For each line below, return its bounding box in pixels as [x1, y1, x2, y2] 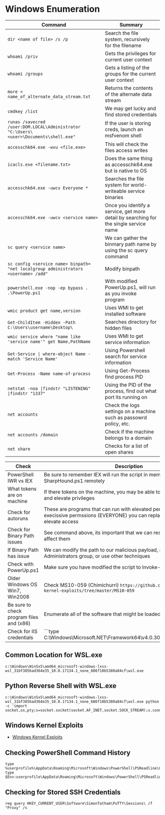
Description [114, 463, 143, 469]
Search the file [105, 30, 138, 37]
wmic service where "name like [7, 334, 81, 339]
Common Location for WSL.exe [5, 651, 103, 660]
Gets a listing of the [105, 64, 150, 71]
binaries [105, 194, 124, 200]
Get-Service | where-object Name [7, 351, 86, 356]
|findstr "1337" [7, 390, 46, 396]
